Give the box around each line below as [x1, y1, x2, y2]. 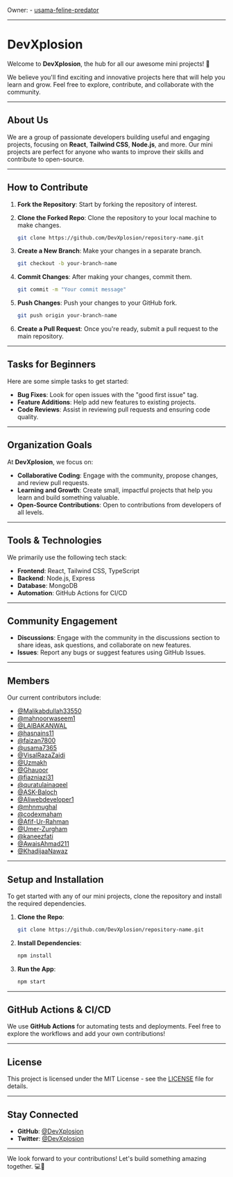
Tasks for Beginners [7, 359, 96, 371]
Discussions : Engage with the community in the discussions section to [17, 634, 221, 642]
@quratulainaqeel [17, 781, 68, 789]
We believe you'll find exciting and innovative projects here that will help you [7, 73, 225, 81]
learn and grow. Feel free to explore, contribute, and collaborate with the [7, 80, 214, 89]
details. [7, 1082, 28, 1090]
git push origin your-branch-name [17, 312, 117, 319]
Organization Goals [7, 439, 92, 451]
